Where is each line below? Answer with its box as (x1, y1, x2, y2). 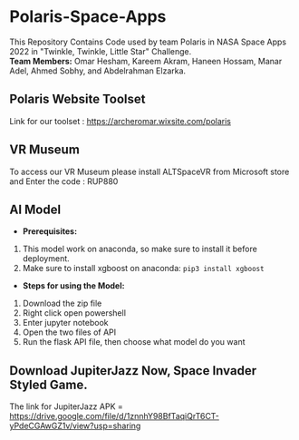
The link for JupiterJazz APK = (9, 401, 124, 412)
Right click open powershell (22, 308, 127, 318)
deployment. (22, 253, 70, 264)
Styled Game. (9, 376, 88, 392)
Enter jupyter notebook (22, 318, 109, 328)
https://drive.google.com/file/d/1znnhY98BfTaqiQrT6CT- (9, 411, 220, 422)
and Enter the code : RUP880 (9, 175, 119, 187)
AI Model (9, 201, 62, 217)
